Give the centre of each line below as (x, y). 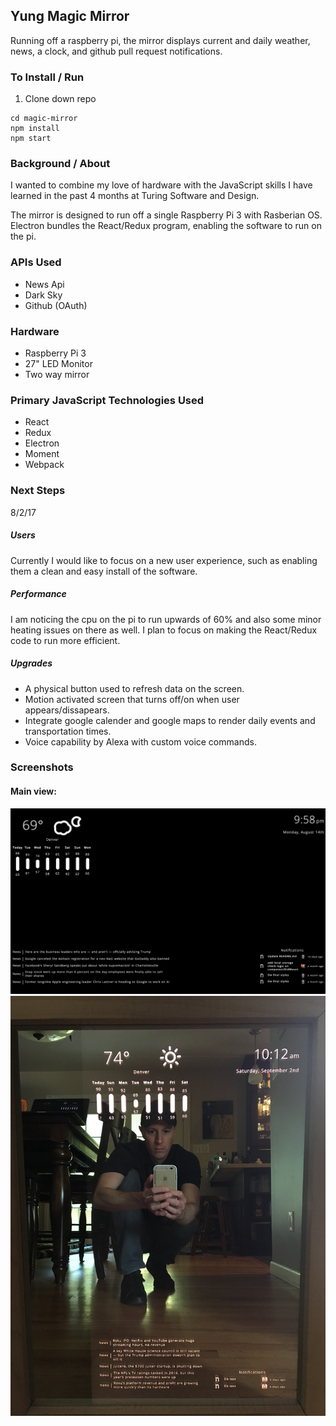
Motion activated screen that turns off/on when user (132, 699)
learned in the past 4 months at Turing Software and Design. (135, 196)
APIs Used (36, 262)
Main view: (33, 791)
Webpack (44, 465)
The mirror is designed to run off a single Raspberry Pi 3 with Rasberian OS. (166, 215)
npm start (31, 139)
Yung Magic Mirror (70, 16)
